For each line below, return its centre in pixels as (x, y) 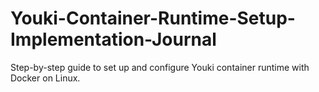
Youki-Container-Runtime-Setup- (153, 18)
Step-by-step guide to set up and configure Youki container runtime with (160, 67)
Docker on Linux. (45, 78)
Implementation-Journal (113, 39)
